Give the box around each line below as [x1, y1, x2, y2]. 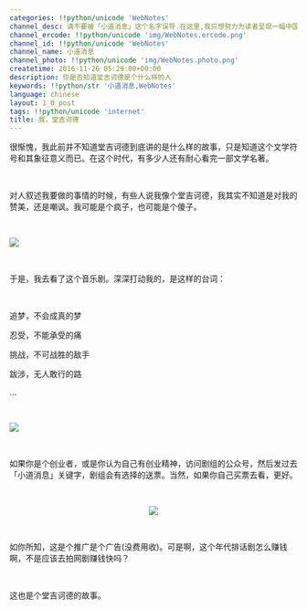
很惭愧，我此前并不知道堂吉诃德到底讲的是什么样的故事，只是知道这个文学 [9, 142, 290, 152]
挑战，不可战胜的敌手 [9, 349, 90, 361]
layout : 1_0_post [9, 98, 76, 108]
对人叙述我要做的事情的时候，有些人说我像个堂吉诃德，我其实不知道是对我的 [9, 190, 298, 201]
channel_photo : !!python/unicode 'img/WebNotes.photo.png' [9, 56, 239, 65]
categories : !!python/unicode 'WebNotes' [9, 13, 170, 23]
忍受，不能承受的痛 [9, 330, 82, 341]
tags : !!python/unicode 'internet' [9, 107, 145, 116]
